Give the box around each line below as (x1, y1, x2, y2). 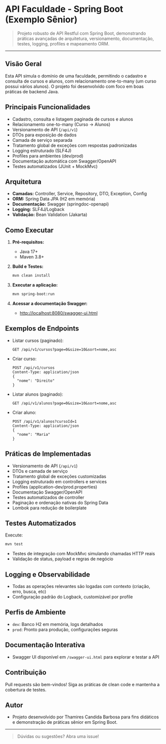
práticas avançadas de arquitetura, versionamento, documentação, (17, 36, 154, 41)
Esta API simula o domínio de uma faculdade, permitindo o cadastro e (5, 73, 147, 79)
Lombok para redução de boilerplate (12, 505, 87, 511)
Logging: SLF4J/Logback (12, 207, 65, 212)
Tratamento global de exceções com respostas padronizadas (12, 142, 137, 148)
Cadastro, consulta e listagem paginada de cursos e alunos (12, 116, 133, 122)
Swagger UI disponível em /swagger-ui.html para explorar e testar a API (12, 654, 160, 660)
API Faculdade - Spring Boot (5, 3, 124, 15)
